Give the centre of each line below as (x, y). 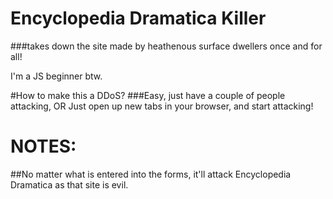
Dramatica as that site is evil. (69, 184)
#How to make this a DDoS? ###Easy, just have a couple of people (148, 95)
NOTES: (43, 146)
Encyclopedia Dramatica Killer (138, 18)
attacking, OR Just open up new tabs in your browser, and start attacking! (162, 106)
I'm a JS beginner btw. (56, 76)
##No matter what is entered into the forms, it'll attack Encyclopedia (151, 174)
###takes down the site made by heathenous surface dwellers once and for (166, 46)
